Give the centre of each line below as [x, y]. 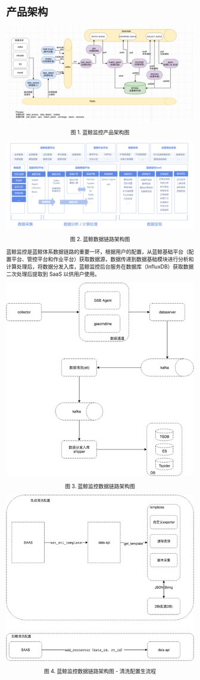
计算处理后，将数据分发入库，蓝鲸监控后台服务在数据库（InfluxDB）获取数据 [100, 266]
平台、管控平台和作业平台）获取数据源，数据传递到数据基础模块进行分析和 [102, 259]
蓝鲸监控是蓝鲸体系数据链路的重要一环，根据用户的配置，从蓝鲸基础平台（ [97, 251]
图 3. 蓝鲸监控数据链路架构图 [100, 486]
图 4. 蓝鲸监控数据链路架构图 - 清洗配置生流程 [100, 671]
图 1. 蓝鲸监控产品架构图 [100, 132]
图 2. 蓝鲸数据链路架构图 [100, 239]
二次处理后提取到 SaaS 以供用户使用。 [53, 274]
